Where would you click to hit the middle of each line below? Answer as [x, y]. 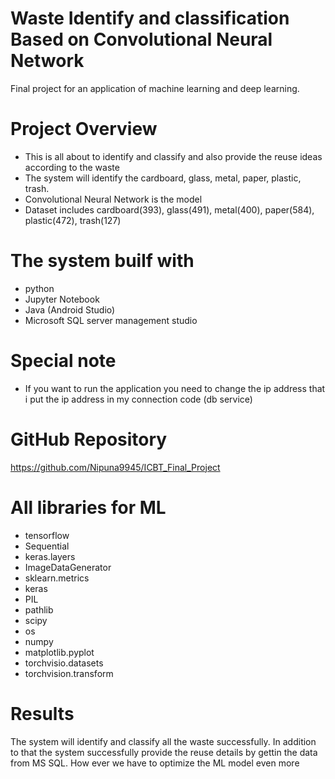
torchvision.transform [69, 673]
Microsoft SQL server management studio [111, 320]
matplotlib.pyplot [59, 652]
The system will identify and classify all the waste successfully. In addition [163, 741]
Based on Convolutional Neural [141, 39]
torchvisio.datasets [64, 663]
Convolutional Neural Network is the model [113, 199]
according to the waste [72, 167]
